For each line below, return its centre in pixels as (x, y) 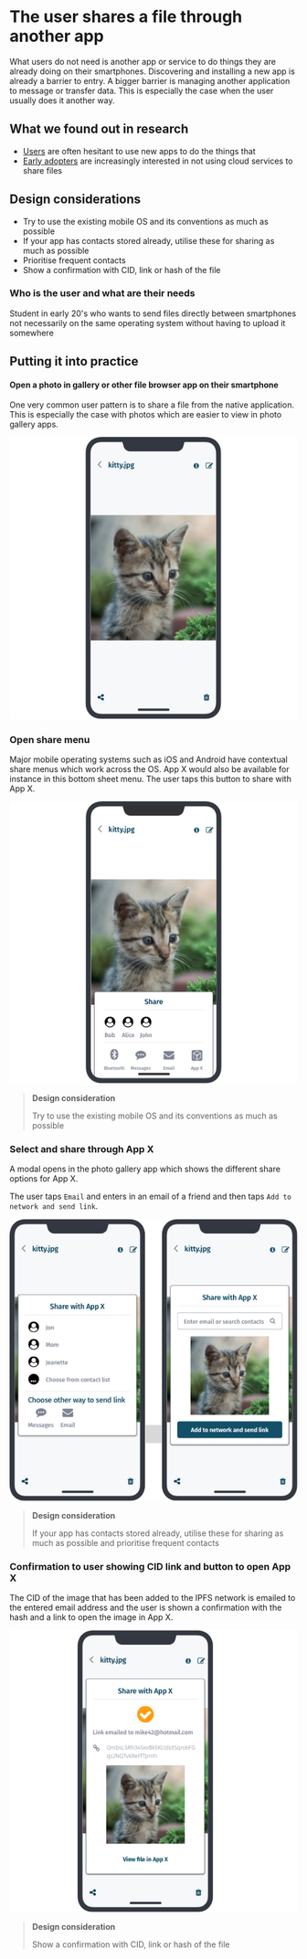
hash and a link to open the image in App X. (91, 1617)
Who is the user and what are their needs (102, 293)
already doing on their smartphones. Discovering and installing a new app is (152, 71)
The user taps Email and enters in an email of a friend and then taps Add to (151, 1197)
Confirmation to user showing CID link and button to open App (150, 1566)
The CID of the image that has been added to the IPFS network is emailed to (153, 1598)
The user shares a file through (126, 17)
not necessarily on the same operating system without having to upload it (148, 323)
